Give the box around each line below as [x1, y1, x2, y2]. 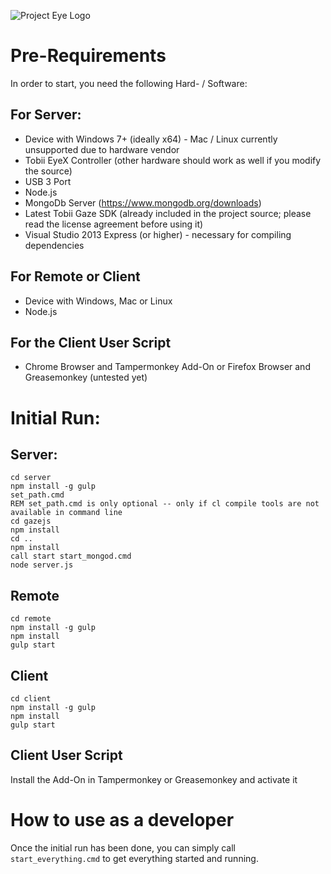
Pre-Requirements [10, 45, 167, 67]
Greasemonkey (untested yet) [24, 371, 148, 384]
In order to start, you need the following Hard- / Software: [10, 77, 248, 89]
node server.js [10, 560, 74, 570]
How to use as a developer [10, 809, 235, 831]
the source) [24, 165, 73, 177]
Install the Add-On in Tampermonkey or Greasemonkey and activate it [10, 773, 298, 785]
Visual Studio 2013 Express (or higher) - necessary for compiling [24, 228, 292, 240]
